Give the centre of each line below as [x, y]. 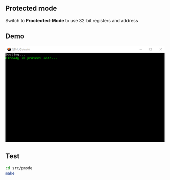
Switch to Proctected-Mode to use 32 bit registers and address [72, 20]
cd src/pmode [19, 168]
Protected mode [31, 8]
